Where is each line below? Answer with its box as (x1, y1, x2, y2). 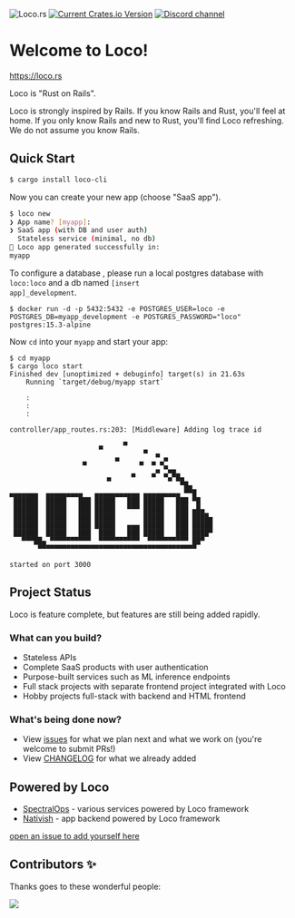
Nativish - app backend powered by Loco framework (22, 813, 221, 825)
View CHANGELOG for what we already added (22, 753, 197, 764)
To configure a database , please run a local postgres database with (9, 268, 264, 278)
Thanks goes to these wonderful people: (9, 881, 162, 892)
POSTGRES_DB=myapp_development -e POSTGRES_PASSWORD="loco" (9, 312, 242, 321)
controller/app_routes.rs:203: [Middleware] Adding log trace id (9, 425, 261, 435)
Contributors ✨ (9, 857, 97, 873)
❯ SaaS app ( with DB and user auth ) (9, 226, 148, 235)
